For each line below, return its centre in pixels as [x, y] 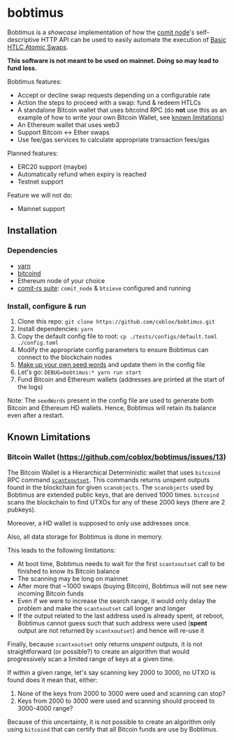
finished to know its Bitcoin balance [68, 571]
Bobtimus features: [35, 81]
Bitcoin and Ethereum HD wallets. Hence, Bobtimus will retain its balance [112, 407]
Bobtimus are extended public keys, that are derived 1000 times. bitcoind [113, 495]
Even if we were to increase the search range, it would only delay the [117, 601]
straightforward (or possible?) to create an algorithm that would [98, 651]
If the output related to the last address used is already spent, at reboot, [121, 616]
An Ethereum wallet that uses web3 [68, 124]
